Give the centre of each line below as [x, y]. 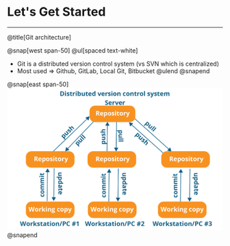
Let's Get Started [56, 12]
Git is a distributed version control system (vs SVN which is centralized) [118, 64]
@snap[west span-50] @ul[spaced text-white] [73, 50]
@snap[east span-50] [38, 84]
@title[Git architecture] [39, 37]
